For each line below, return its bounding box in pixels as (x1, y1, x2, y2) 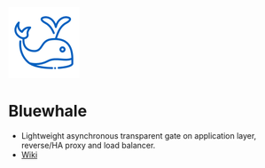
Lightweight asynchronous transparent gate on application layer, (20, 130, 257, 140)
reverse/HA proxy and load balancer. (20, 140, 156, 150)
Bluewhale (8, 101, 88, 122)
